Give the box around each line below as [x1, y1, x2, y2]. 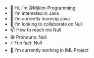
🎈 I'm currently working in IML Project [10, 47, 89, 53]
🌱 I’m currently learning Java [10, 16, 70, 21]
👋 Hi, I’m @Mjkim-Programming [10, 5, 76, 11]
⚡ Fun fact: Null [10, 40, 42, 46]
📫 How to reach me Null [10, 27, 62, 33]
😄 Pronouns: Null [10, 34, 47, 40]
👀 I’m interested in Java [10, 10, 59, 16]
